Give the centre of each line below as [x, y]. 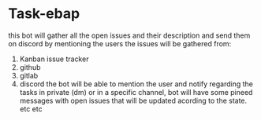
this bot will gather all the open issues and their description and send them [129, 35]
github [30, 67]
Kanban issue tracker [54, 59]
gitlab [29, 75]
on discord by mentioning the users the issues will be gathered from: [120, 43]
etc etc [31, 109]
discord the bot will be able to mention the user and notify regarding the [136, 84]
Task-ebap [44, 14]
